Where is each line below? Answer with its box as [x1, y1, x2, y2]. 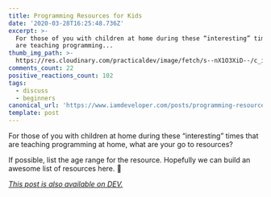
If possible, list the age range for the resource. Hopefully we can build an [8, 155, 251, 165]
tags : [8, 79, 27, 87]
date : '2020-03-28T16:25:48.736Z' [8, 19, 125, 27]
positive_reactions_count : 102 [8, 72, 114, 80]
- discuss [15, 86, 48, 95]
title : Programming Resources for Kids [8, 11, 143, 20]
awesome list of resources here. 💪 [8, 164, 123, 173]
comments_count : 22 [8, 64, 74, 72]
